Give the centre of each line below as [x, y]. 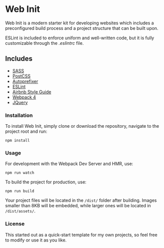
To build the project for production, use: [46, 182]
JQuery [20, 102]
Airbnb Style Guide [32, 92]
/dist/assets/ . [20, 211]
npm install [17, 141]
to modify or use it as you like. [36, 240]
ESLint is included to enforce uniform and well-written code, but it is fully [80, 38]
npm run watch [20, 173]
